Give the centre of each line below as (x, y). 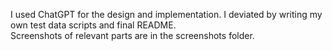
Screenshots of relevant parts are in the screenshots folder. (132, 35)
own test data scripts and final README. (93, 25)
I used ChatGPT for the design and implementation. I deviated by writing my (166, 14)
